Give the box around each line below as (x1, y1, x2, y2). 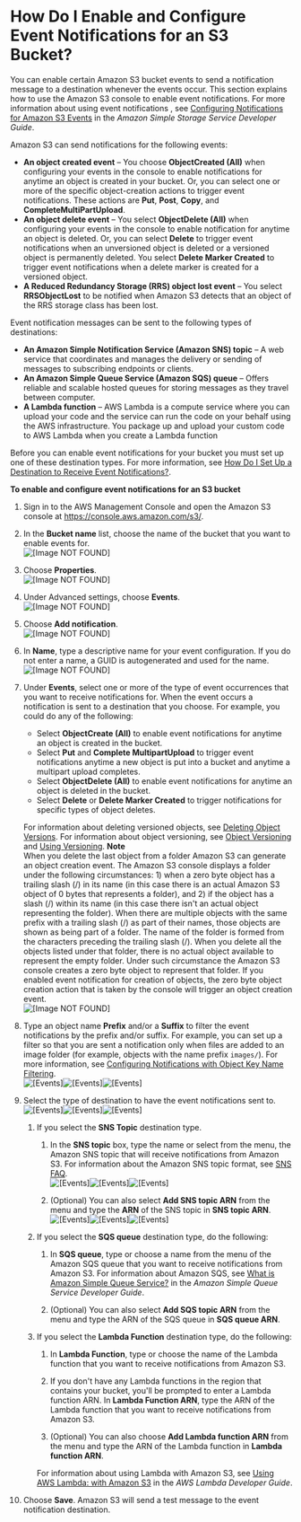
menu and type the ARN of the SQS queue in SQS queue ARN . (49, 1314, 280, 1324)
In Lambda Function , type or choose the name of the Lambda (49, 1349, 279, 1359)
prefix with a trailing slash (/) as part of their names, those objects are (22, 917, 281, 928)
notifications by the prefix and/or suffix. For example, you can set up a (22, 1030, 283, 1041)
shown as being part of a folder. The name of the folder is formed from (22, 927, 285, 937)
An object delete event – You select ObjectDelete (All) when (22, 214, 249, 224)
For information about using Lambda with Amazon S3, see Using (36, 1467, 274, 1478)
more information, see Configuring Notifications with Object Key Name (22, 1058, 285, 1069)
